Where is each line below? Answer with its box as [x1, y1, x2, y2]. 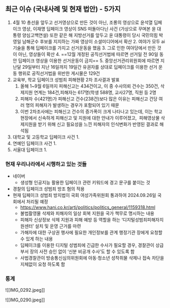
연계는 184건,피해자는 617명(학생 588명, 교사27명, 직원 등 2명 [33, 89, 156, 95]
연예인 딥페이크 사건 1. [12, 140, 57, 146]
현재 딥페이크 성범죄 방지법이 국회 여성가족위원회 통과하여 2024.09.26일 [12, 192, 156, 199]
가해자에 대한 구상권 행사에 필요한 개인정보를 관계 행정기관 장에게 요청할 [20, 230, 163, 236]
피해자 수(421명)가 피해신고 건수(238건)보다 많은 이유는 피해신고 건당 [20, 96, 158, 102]
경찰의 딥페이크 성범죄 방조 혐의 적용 [12, 186, 85, 192]
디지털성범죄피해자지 [122, 217, 164, 223]
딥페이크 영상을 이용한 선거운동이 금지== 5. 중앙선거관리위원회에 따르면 [18, 58, 160, 64]
